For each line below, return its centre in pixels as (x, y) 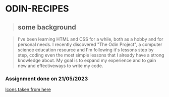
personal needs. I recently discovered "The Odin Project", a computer (90, 44)
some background (47, 27)
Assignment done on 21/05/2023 (47, 78)
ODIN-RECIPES (37, 9)
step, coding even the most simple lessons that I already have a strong (91, 55)
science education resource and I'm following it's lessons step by (86, 50)
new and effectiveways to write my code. (60, 66)
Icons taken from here (28, 89)
